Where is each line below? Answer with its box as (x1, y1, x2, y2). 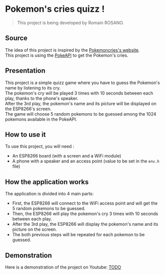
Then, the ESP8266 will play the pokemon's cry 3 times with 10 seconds (12, 211, 159, 217)
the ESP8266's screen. (5, 106, 52, 112)
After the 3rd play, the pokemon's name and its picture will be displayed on (5, 100, 157, 106)
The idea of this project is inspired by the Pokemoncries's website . (5, 47, 140, 53)
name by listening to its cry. (5, 85, 61, 91)
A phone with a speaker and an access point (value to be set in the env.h (12, 158, 160, 164)
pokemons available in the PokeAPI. (5, 116, 78, 122)
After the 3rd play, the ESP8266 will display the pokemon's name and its (12, 221, 159, 227)
